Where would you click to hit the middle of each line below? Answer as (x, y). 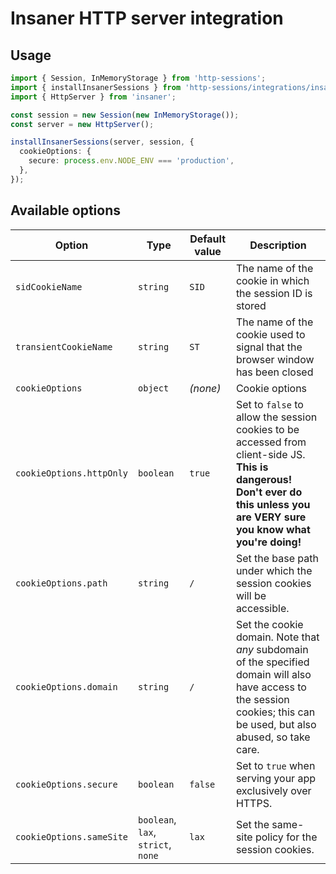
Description (278, 245)
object (154, 388)
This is (252, 467)
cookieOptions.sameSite (72, 836)
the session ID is (274, 293)
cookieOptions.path (61, 583)
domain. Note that (277, 637)
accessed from (271, 442)
